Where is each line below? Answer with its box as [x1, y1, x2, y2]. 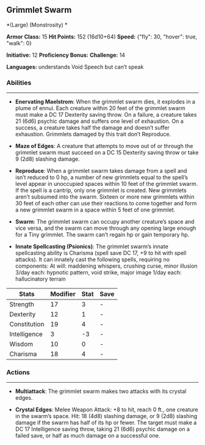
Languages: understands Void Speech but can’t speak [6, 63, 144, 70]
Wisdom [9, 340, 34, 348]
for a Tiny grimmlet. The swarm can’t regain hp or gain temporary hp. [15, 231, 190, 238]
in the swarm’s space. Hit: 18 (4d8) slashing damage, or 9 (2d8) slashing [15, 413, 198, 420]
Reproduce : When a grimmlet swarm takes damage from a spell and [15, 167, 187, 175]
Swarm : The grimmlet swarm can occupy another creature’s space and [15, 218, 195, 226]
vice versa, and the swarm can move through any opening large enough [15, 224, 196, 232]
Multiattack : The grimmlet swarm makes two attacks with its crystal [15, 388, 187, 395]
